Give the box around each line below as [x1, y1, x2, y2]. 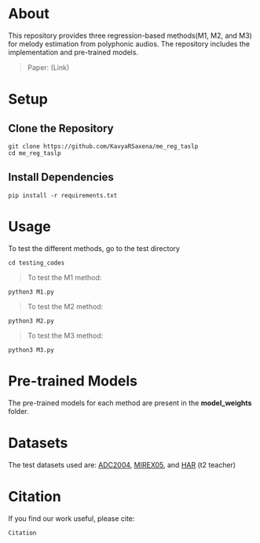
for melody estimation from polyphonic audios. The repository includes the [8, 39, 250, 48]
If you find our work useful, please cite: [8, 513, 135, 523]
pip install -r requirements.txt [8, 191, 118, 199]
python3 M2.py [8, 316, 55, 325]
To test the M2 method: [27, 301, 104, 311]
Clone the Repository [8, 121, 114, 135]
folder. [8, 406, 29, 416]
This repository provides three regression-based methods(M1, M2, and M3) [8, 31, 253, 40]
